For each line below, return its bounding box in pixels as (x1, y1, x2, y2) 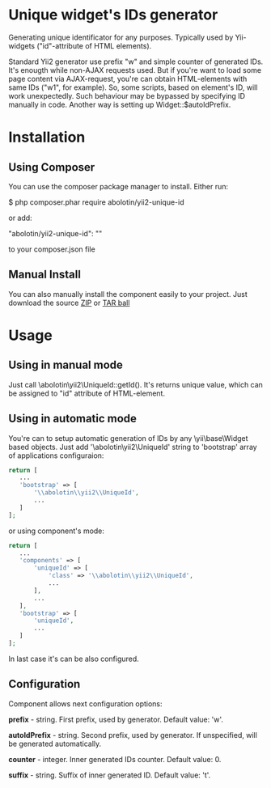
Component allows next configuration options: (8, 698, 163, 709)
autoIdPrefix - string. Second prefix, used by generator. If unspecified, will (8, 730, 257, 739)
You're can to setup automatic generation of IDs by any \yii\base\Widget (8, 433, 248, 443)
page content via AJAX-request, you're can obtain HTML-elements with (8, 74, 248, 83)
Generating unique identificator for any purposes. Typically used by (8, 32, 234, 42)
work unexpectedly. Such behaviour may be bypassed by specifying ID (8, 91, 245, 100)
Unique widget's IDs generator (8, 6, 218, 24)
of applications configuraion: (8, 451, 104, 460)
